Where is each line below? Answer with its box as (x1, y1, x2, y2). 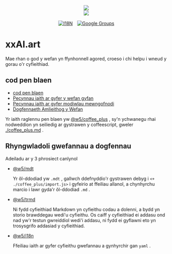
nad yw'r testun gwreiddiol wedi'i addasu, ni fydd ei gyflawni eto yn (12, 217, 156, 223)
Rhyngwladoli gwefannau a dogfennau (5, 142, 131, 151)
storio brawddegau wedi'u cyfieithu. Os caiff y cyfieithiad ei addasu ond (12, 211, 165, 218)
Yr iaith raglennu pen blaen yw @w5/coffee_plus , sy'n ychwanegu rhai (5, 116, 156, 122)
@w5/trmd (12, 196, 36, 203)
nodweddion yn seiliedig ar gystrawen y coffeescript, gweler (5, 121, 133, 128)
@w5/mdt (12, 165, 34, 172)
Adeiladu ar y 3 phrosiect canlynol (5, 155, 78, 161)
